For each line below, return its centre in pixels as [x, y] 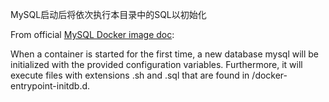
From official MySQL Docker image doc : [92, 34]
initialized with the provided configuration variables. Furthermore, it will [156, 64]
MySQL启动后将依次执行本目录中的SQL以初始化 [108, 14]
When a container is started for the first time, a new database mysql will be [165, 54]
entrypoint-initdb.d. [50, 86]
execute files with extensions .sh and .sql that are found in [130, 75]
